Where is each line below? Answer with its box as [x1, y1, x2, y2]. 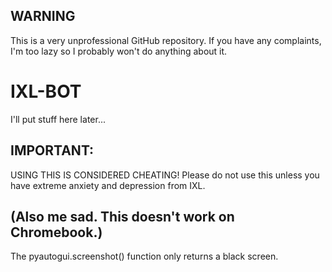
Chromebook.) [10, 224, 103, 241]
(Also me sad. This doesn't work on [10, 208, 235, 225]
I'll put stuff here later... [10, 113, 106, 125]
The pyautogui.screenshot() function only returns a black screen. [10, 250, 279, 263]
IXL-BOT [10, 80, 82, 103]
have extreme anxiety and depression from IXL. [10, 179, 206, 191]
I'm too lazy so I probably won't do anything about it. [10, 45, 228, 57]
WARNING [10, 8, 76, 25]
